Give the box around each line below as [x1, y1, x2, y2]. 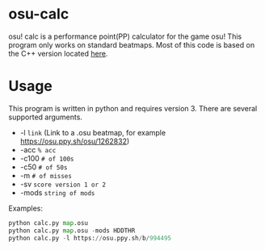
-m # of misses [19, 170, 73, 180]
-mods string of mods [19, 187, 95, 198]
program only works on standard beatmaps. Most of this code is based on [8, 40, 255, 49]
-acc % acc [19, 144, 57, 154]
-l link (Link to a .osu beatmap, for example [19, 127, 166, 137]
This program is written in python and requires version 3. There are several [8, 103, 258, 113]
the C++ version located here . [8, 48, 108, 58]
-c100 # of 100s [19, 153, 74, 163]
